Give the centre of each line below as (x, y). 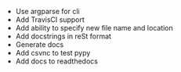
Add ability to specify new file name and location (94, 28)
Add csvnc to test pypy (53, 53)
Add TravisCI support (50, 20)
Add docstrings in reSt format (63, 36)
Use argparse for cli (47, 11)
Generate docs (40, 45)
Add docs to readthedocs (56, 61)
